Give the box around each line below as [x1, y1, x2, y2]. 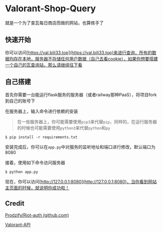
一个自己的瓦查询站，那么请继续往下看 [5, 62, 82, 68]
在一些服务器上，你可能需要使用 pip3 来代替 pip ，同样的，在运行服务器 [17, 118, 157, 124]
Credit [5, 199, 24, 207]
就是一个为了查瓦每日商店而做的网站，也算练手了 [5, 20, 104, 26]
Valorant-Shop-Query [5, 3, 96, 14]
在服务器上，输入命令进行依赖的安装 [5, 108, 78, 114]
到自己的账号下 [5, 98, 35, 104]
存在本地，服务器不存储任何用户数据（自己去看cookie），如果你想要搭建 [13, 56, 158, 61]
